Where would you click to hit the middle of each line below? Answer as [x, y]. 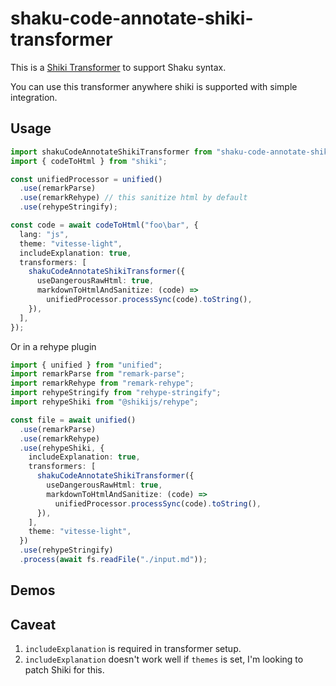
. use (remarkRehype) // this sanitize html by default [133, 198]
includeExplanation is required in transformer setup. [133, 649]
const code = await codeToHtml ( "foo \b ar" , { [104, 225]
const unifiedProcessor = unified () [86, 179]
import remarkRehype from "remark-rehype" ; [102, 383]
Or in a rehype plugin [53, 346]
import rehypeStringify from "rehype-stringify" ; [116, 393]
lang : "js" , [44, 234]
